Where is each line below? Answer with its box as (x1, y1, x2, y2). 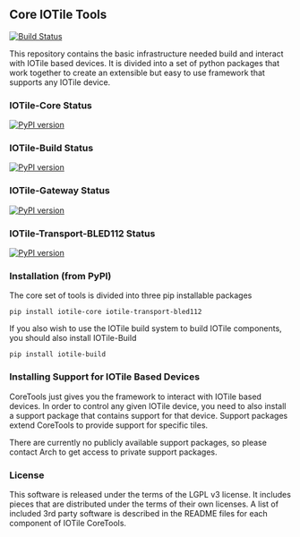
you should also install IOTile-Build (9, 333, 137, 344)
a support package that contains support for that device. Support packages (9, 410, 288, 421)
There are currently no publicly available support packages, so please (9, 437, 267, 447)
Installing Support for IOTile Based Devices (9, 371, 200, 383)
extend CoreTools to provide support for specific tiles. (9, 420, 209, 430)
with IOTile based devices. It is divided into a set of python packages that (9, 57, 280, 68)
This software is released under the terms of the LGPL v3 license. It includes (9, 489, 291, 499)
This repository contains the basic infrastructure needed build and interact (9, 48, 284, 59)
